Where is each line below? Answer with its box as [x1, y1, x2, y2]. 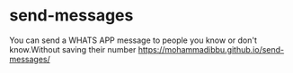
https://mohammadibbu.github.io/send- [138, 44, 285, 54]
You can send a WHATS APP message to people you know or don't [9, 35, 258, 45]
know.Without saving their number [9, 44, 137, 54]
